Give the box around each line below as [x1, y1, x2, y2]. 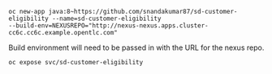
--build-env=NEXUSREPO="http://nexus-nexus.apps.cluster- [8, 22, 209, 30]
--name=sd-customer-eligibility [51, 14, 162, 23]
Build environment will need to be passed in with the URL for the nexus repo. [8, 43, 265, 52]
